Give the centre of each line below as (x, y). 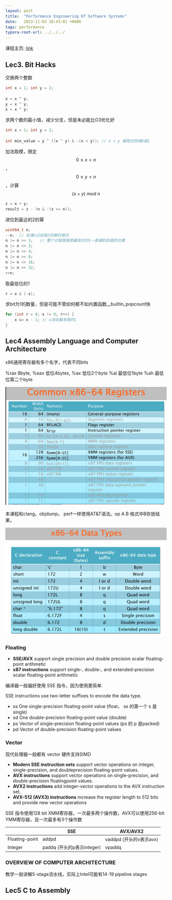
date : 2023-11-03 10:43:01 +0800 (43, 21)
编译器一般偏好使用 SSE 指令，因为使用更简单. (54, 685)
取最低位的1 (17, 283)
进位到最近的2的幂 (25, 219)
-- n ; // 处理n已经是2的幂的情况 (37, 235)
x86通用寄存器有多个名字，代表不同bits (47, 362)
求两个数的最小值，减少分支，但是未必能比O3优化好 (60, 120)
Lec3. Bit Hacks (31, 65)
